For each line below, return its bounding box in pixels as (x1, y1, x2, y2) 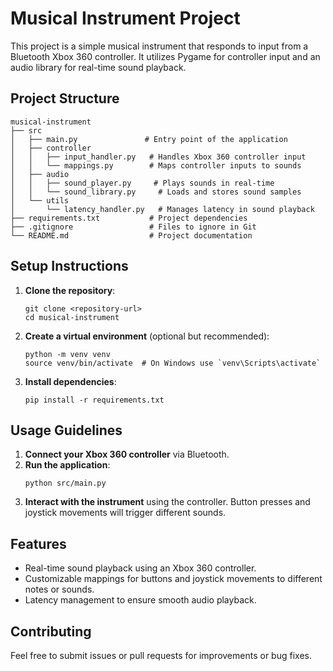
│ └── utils (10, 195, 70, 206)
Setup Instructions (10, 258, 129, 275)
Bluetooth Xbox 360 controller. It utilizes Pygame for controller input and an (10, 50, 321, 62)
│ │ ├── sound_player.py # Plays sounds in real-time (10, 178, 275, 188)
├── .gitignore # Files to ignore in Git (10, 222, 257, 232)
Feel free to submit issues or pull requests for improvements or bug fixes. (10, 650, 312, 661)
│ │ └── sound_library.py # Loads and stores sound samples (10, 187, 302, 197)
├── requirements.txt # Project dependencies (10, 213, 248, 223)
